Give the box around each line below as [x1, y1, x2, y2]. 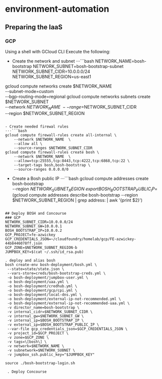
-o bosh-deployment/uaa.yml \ [7, 280, 69, 285]
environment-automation [5, 3, 109, 15]
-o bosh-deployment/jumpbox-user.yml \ [7, 275, 89, 280]
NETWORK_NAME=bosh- [95, 58, 146, 64]
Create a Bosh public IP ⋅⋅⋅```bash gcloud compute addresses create [12, 175, 149, 181]
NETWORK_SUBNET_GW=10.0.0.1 [5, 224, 62, 229]
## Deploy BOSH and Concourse [5, 211, 67, 216]
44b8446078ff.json [5, 241, 42, 246]
